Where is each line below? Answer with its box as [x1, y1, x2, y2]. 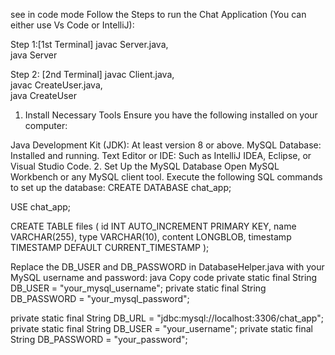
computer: [24, 120, 68, 131]
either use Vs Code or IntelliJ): [10, 19, 135, 31]
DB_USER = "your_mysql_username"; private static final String [10, 282, 267, 294]
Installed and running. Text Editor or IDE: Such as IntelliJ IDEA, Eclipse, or [10, 150, 312, 161]
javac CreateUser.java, [10, 79, 103, 91]
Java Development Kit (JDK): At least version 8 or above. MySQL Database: [10, 139, 322, 151]
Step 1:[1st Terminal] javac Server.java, [10, 39, 169, 50]
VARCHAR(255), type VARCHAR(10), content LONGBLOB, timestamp [10, 231, 292, 243]
